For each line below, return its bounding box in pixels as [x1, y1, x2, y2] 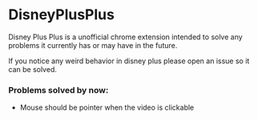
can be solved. [8, 64, 58, 74]
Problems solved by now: [8, 84, 109, 95]
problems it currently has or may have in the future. [8, 40, 178, 50]
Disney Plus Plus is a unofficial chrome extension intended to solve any [8, 32, 243, 42]
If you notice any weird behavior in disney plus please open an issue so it [8, 56, 250, 66]
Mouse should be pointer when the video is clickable [19, 102, 195, 113]
